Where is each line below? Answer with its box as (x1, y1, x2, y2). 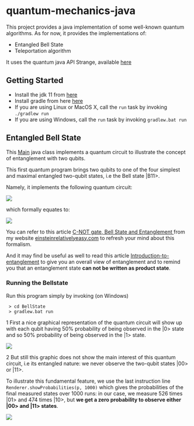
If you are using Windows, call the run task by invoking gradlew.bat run (14, 116, 187, 123)
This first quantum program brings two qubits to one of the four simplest (6, 166, 181, 173)
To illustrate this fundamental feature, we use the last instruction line (6, 377, 171, 384)
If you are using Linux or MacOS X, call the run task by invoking (14, 104, 168, 111)
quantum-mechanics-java (6, 4, 136, 18)
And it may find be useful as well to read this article (6, 252, 130, 259)
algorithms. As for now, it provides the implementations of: (6, 29, 147, 36)
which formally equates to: (6, 206, 70, 213)
